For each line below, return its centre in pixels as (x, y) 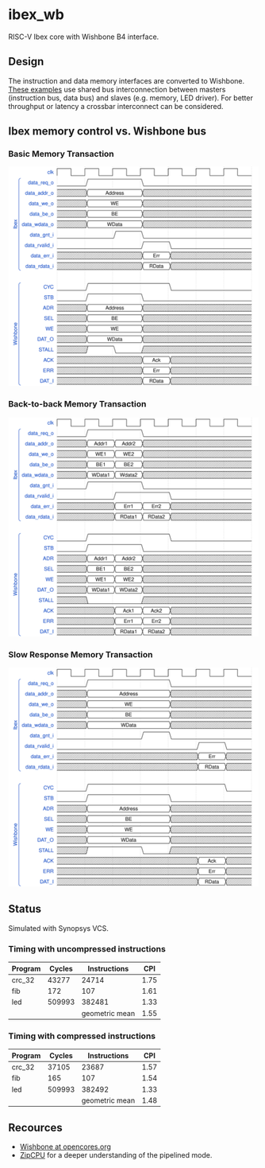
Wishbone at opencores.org (65, 1147)
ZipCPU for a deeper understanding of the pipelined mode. (116, 1155)
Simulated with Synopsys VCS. (59, 928)
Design (26, 62)
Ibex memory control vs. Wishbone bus (107, 132)
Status (25, 909)
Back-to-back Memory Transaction (77, 404)
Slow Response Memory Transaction (81, 654)
